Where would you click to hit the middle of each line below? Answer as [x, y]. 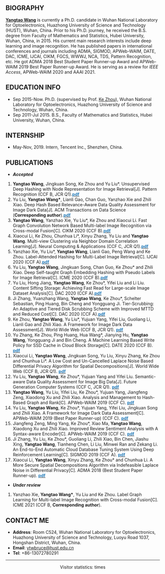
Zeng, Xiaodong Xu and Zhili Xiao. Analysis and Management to [77, 398]
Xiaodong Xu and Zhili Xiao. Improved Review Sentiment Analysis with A [85, 429]
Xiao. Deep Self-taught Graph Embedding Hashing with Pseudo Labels [84, 273]
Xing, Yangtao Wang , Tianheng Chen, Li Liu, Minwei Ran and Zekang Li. [85, 444]
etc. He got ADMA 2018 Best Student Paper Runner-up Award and [72, 61]
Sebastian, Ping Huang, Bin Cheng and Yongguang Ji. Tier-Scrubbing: [83, 304]
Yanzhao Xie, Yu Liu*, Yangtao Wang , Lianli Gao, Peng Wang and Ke [82, 251]
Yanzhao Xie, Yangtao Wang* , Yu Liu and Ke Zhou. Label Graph [77, 495]
